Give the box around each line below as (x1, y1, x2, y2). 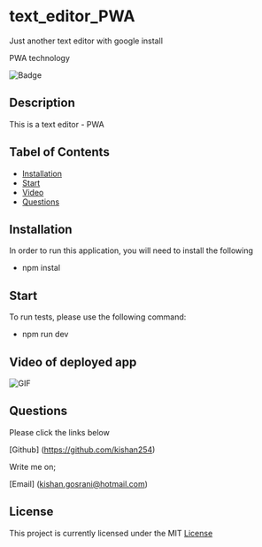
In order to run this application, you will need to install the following (9, 245, 254, 256)
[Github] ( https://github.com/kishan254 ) (9, 444, 156, 455)
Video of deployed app (9, 354, 137, 369)
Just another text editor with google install (9, 35, 164, 46)
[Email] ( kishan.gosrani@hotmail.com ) (9, 478, 149, 489)
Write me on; (9, 461, 56, 472)
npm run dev (21, 329, 69, 340)
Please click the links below (9, 427, 111, 437)
